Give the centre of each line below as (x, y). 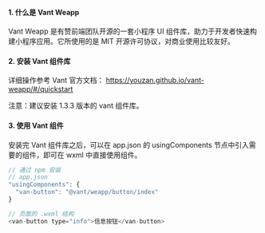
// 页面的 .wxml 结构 (41, 214)
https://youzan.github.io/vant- (155, 81)
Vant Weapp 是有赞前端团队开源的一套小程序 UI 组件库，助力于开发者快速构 (132, 31)
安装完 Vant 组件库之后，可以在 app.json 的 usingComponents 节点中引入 (129, 144)
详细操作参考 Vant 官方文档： (56, 81)
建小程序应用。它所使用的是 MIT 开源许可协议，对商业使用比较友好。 (122, 41)
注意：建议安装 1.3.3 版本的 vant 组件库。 (76, 106)
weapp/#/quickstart (41, 89)
